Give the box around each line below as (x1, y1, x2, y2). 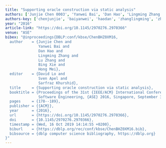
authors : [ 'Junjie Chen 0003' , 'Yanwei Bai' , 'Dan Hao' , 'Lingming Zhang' (5, 12, 163, 17)
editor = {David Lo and (9, 72, 65, 76)
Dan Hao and (38, 48, 63, 53)
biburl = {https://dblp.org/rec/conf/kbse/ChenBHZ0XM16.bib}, (9, 126, 147, 131)
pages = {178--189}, (9, 99, 61, 104)
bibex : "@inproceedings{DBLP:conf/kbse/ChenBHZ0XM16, (5, 35, 119, 40)
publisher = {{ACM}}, (9, 104, 54, 109)
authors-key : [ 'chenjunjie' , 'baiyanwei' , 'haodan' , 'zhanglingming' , (5, 16, 154, 21)
